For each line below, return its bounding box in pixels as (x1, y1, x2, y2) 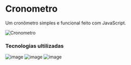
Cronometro (5, 3, 58, 15)
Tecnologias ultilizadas (5, 42, 64, 49)
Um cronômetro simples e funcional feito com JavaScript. (5, 20, 126, 26)
